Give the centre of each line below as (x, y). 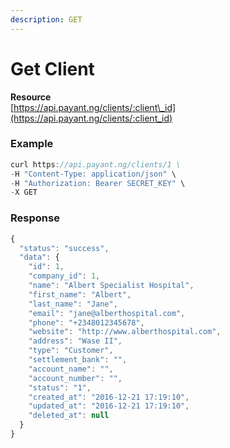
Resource (31, 97)
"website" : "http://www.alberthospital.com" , (125, 332)
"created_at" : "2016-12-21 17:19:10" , (109, 397)
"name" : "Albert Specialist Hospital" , (111, 286)
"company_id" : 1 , (64, 276)
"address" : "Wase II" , (75, 341)
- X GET (24, 192)
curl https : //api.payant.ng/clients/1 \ (96, 164)
